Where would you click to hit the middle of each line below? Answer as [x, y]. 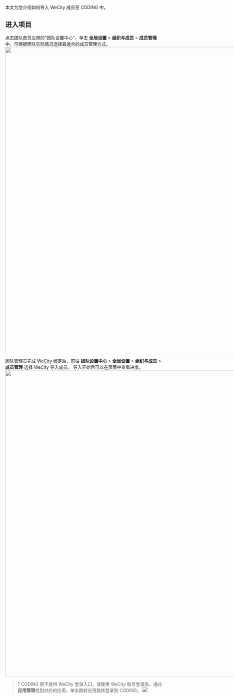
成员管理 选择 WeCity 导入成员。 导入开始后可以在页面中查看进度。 [74, 367]
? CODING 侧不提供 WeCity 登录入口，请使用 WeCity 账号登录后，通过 [90, 684]
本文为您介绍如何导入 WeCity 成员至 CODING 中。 [57, 7]
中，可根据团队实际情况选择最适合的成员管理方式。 [58, 44]
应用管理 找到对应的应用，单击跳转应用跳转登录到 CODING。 [79, 690]
